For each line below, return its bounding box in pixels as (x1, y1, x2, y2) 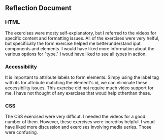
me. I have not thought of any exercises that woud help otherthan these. (5, 90, 152, 96)
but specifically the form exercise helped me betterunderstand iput (5, 40, 141, 46)
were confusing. (5, 129, 38, 135)
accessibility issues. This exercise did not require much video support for (5, 85, 154, 91)
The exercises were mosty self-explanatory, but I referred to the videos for (5, 30, 157, 36)
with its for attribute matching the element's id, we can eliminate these (5, 79, 148, 85)
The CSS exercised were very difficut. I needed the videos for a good (5, 113, 146, 120)
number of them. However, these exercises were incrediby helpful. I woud (5, 119, 155, 125)
